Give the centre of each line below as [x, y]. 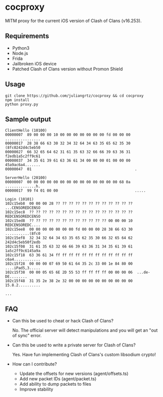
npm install [17, 100]
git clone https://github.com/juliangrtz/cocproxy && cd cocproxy [74, 96]
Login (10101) [20, 199]
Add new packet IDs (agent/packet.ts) [58, 379]
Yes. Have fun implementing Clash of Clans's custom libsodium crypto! [84, 355]
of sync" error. [27, 336]
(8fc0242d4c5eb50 [23, 148]
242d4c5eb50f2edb [23, 242]
